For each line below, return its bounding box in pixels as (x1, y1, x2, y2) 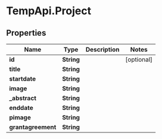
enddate (9, 104, 34, 112)
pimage (9, 113, 31, 121)
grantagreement (9, 123, 57, 131)
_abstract (9, 94, 37, 102)
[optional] (124, 55, 153, 64)
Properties (6, 28, 46, 38)
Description (85, 46, 120, 53)
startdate (9, 75, 36, 83)
